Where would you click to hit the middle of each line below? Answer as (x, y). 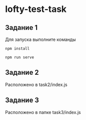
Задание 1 (21, 28)
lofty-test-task (36, 9)
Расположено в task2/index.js (36, 84)
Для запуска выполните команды (41, 39)
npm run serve (20, 57)
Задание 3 (22, 100)
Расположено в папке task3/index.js (43, 112)
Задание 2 (22, 72)
